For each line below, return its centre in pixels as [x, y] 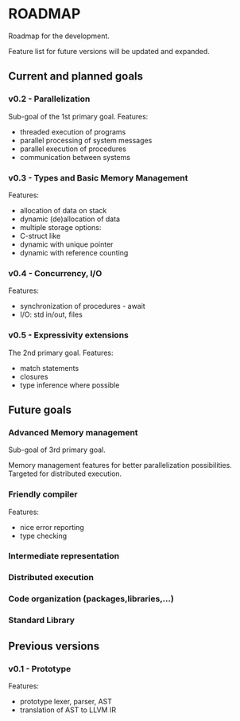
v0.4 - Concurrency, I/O [55, 273]
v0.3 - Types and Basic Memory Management [98, 177]
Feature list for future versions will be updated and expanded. [109, 51]
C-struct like [40, 236]
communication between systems [75, 157]
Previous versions [54, 646]
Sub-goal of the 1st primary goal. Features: [78, 116]
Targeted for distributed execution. [65, 474]
